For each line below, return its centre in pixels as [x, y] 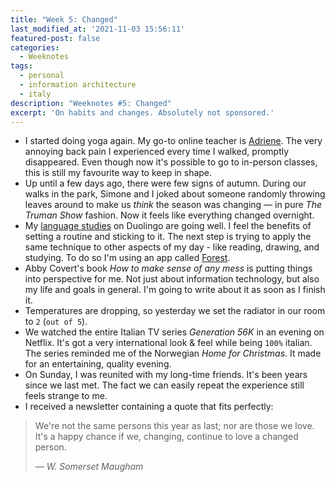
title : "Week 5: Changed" [64, 19]
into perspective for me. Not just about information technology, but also [172, 279]
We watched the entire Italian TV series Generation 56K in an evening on [174, 332]
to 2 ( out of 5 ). [56, 322]
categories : [35, 47]
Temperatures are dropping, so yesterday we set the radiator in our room [175, 311]
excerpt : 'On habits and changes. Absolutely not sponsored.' [142, 112]
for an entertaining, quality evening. [98, 364]
